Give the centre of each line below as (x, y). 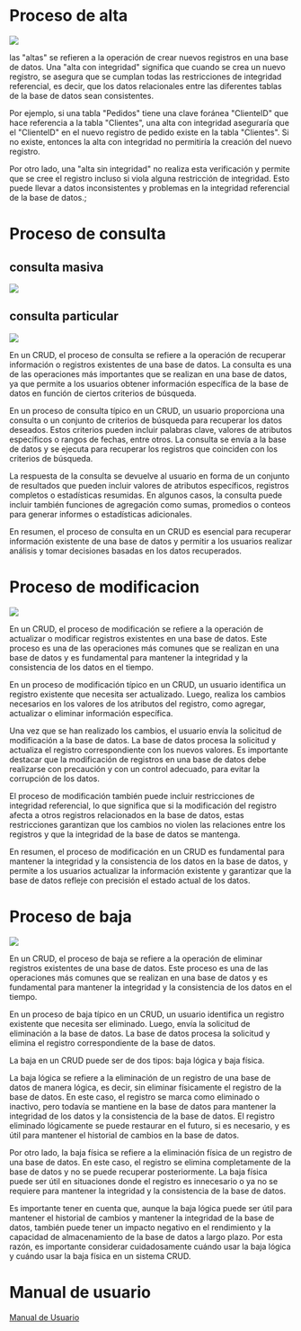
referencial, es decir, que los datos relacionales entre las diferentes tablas (146, 85)
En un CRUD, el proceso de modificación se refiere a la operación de (136, 629)
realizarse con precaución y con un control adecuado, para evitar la (135, 769)
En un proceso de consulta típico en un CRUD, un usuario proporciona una (147, 410)
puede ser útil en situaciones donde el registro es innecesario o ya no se (144, 1181)
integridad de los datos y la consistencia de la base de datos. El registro (142, 1116)
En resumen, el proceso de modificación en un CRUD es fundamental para (147, 851)
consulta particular (64, 316)
